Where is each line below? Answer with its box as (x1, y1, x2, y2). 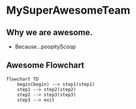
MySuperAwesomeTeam (6, 4, 131, 17)
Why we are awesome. (6, 27, 93, 38)
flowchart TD (6, 76, 39, 82)
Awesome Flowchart (6, 60, 85, 70)
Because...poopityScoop (14, 43, 76, 50)
